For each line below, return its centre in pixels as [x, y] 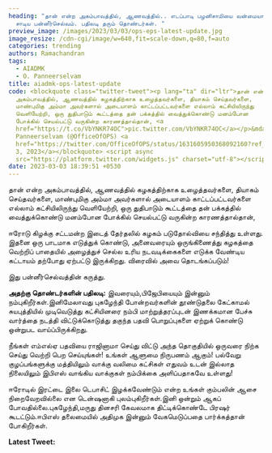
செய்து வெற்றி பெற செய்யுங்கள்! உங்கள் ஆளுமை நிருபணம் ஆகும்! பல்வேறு [125, 355]
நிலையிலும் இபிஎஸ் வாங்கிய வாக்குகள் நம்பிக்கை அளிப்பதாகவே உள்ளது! [121, 373]
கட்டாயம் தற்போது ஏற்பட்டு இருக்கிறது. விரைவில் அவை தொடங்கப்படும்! [119, 261]
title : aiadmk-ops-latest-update [65, 83]
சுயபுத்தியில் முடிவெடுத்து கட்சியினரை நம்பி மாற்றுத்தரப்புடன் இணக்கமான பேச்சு [130, 311]
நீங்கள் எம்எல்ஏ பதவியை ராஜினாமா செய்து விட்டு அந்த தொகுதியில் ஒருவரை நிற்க [134, 346]
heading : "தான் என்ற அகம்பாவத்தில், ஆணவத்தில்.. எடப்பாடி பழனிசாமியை [121, 16]
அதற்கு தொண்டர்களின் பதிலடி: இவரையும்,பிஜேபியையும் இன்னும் [109, 293]
